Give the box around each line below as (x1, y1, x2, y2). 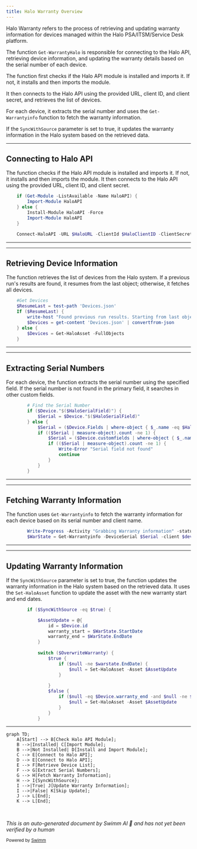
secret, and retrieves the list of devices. (6, 96, 101, 103)
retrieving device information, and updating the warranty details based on (6, 55, 184, 62)
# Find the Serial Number (27, 402, 91, 408)
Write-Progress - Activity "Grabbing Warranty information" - (27, 529, 180, 535)
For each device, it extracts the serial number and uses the (6, 107, 148, 114)
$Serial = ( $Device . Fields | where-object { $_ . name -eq (37, 424, 180, 430)
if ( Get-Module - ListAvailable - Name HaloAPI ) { (16, 193, 138, 199)
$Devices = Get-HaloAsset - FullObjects (27, 330, 125, 336)
